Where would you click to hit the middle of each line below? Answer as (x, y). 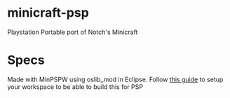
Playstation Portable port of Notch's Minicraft (73, 32)
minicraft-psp (48, 13)
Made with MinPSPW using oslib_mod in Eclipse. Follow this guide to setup (115, 79)
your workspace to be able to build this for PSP (75, 87)
